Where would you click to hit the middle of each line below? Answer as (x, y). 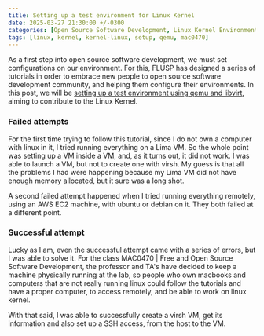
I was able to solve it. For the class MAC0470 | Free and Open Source (121, 258)
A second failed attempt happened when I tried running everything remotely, (132, 195)
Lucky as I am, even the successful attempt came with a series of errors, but (132, 250)
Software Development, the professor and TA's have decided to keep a (123, 266)
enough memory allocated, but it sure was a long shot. (96, 181)
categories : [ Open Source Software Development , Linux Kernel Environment (133, 30)
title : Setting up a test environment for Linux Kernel (101, 15)
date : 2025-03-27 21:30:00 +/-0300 (66, 23)
